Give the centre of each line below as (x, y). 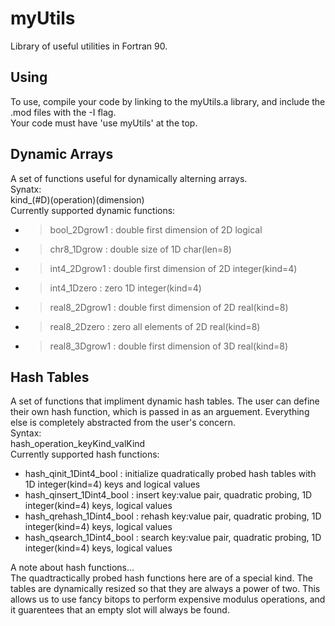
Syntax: (26, 433)
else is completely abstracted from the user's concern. (123, 423)
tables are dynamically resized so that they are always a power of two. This (165, 589)
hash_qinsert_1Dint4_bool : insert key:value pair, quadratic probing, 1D (168, 495)
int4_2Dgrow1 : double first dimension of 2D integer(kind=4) (173, 268)
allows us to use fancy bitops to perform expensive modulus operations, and (168, 599)
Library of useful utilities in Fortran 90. (89, 46)
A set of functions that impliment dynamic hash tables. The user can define (165, 401)
